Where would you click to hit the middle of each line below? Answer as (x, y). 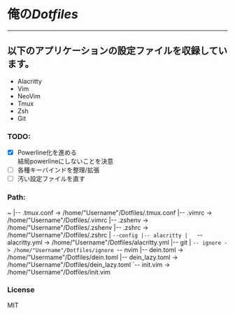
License (21, 290)
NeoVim (29, 96)
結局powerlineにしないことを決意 (65, 161)
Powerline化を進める (47, 153)
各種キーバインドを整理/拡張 (58, 170)
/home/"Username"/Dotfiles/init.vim (59, 272)
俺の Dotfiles (43, 14)
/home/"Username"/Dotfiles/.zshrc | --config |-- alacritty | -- (105, 235)
